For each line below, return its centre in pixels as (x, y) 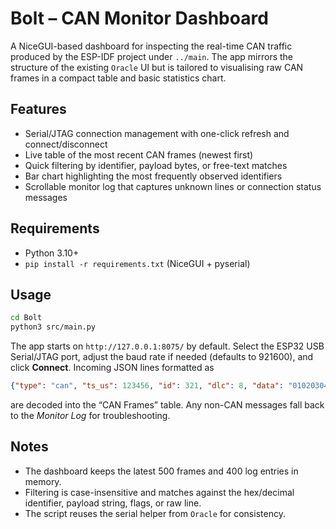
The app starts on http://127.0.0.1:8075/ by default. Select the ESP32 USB (167, 346)
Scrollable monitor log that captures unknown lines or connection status (173, 186)
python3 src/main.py (53, 327)
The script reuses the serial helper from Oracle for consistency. (155, 513)
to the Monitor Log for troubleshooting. (90, 415)
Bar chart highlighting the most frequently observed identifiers (153, 176)
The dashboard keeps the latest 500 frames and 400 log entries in (161, 471)
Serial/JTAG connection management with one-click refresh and (157, 133)
